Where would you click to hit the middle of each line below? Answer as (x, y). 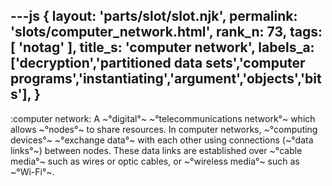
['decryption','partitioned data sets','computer (158, 63)
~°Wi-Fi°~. (32, 171)
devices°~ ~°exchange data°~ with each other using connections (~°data (162, 140)
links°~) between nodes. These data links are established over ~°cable (156, 150)
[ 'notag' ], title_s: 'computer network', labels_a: (162, 47)
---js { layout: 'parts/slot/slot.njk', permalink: (154, 16)
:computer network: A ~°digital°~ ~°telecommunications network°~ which (163, 118)
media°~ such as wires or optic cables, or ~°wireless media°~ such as (155, 161)
